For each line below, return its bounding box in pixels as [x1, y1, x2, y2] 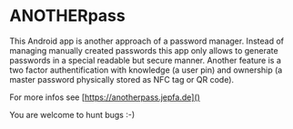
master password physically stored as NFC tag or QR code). [9, 74, 235, 84]
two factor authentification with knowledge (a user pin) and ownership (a [9, 64, 283, 75]
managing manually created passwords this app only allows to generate [9, 45, 279, 55]
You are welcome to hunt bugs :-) [9, 109, 136, 120]
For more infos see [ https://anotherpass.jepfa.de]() [9, 92, 200, 103]
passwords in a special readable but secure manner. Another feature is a [9, 55, 282, 65]
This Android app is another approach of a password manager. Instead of [9, 35, 285, 46]
